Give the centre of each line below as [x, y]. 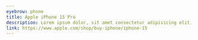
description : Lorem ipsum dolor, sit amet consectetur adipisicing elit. [100, 22]
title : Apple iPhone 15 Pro [41, 17]
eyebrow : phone [25, 11]
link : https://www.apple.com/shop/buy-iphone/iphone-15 [77, 28]
